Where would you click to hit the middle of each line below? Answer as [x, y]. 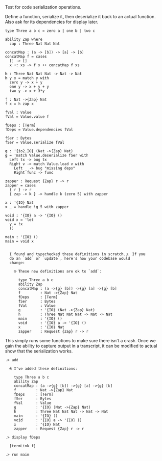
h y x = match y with [27, 78]
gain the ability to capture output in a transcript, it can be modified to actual [81, 346]
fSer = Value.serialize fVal [35, 142]
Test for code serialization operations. [43, 7]
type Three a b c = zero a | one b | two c [50, 31]
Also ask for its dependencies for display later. [52, 22]
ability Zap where [24, 39]
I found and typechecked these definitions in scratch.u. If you [78, 254]
